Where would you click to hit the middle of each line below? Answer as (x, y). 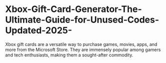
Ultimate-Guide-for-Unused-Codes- (82, 20)
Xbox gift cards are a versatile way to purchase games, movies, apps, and (81, 44)
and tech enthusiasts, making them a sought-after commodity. (69, 55)
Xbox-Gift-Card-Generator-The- (74, 9)
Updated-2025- (39, 30)
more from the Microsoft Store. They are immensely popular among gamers (83, 49)
